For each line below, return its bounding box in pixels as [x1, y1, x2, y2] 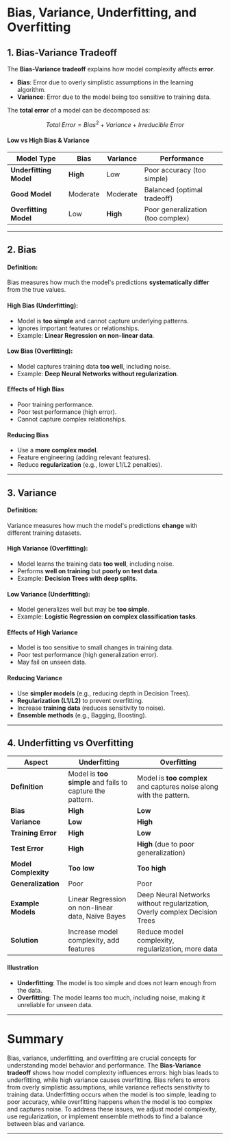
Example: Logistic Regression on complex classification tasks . [16, 612, 198, 621]
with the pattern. [136, 791, 190, 800]
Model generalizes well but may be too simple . [16, 606, 149, 614]
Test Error [10, 844, 44, 853]
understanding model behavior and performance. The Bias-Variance [7, 1061, 201, 1069]
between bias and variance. [7, 1119, 86, 1127]
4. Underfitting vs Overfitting [7, 737, 133, 749]
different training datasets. [7, 529, 82, 537]
